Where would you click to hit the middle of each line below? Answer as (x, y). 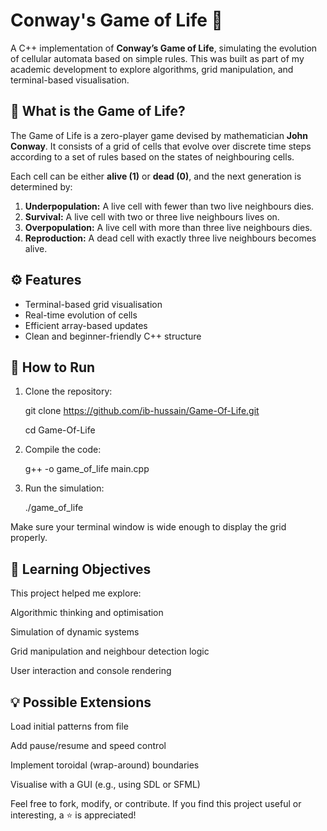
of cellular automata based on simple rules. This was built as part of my (157, 58)
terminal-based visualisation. (70, 80)
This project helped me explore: (76, 593)
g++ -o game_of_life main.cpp (87, 469)
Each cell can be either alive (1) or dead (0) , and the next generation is (156, 176)
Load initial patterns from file (69, 726)
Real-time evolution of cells (81, 315)
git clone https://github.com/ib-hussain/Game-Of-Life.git (142, 411)
